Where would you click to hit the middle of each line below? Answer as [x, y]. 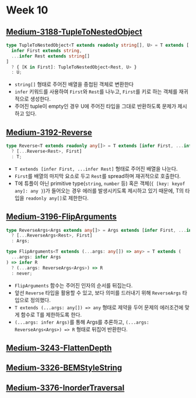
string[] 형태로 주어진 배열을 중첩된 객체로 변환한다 [74, 84]
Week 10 [27, 10]
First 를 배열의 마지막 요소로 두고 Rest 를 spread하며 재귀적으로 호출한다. [97, 176]
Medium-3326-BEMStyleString [64, 368]
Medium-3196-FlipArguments [62, 217]
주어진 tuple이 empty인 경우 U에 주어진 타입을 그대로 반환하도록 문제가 [95, 107]
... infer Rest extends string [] [51, 56]
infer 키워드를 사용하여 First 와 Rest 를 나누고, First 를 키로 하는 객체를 [96, 92]
